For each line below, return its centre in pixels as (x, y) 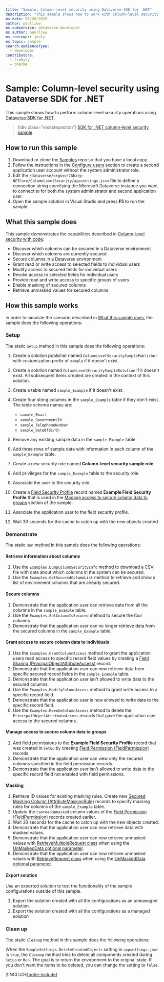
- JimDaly (20, 60)
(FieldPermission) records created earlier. (54, 817)
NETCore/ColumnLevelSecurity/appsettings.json (61, 181)
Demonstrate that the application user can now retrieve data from (78, 668)
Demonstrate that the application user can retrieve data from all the (80, 605)
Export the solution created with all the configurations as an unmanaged (85, 901)
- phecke (19, 64)
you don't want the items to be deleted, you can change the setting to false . (82, 965)
